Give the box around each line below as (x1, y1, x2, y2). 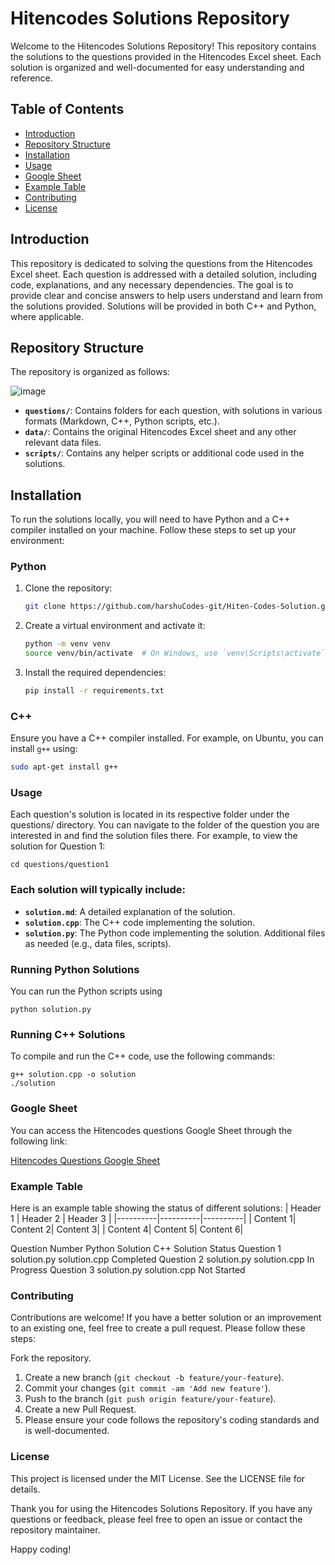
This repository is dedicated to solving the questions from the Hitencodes (10, 257, 313, 269)
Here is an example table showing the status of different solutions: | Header (10, 1202, 322, 1214)
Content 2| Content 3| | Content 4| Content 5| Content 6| (10, 1223, 244, 1235)
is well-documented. (24, 1425, 110, 1437)
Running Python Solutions (10, 962, 140, 976)
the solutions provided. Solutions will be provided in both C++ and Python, (10, 300, 317, 312)
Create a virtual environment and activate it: (24, 620, 206, 632)
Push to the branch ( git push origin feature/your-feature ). (24, 1393, 277, 1405)
